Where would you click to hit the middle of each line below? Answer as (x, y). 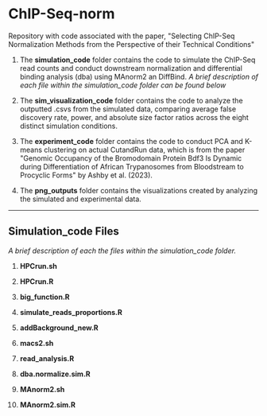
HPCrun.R (37, 281)
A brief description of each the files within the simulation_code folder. (122, 251)
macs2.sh (37, 343)
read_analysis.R (47, 358)
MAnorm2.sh (42, 389)
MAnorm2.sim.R (47, 404)
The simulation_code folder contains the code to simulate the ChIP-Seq (137, 60)
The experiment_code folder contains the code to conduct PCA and (132, 141)
